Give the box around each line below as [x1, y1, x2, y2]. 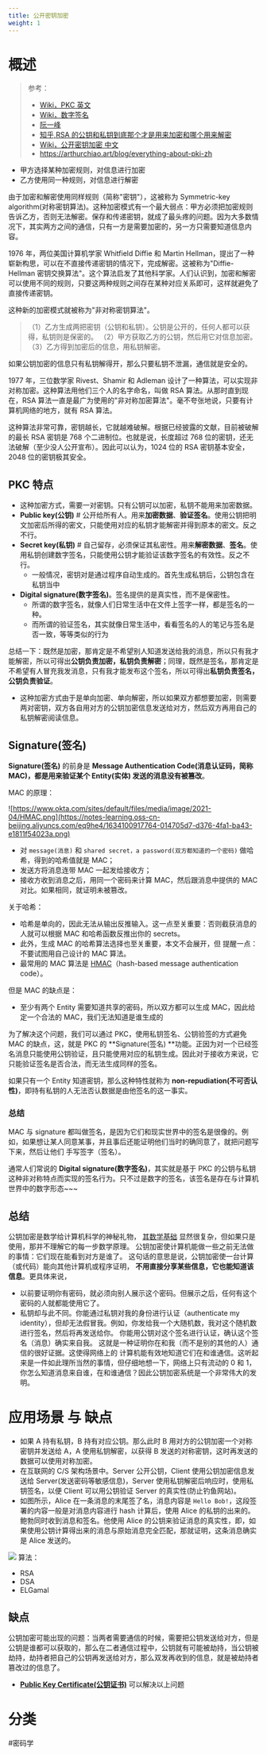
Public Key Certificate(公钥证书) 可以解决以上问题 [19, 1680, 185, 1689]
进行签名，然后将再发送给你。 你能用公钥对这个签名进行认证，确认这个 [19, 1328, 252, 1338]
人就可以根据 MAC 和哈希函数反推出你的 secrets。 [19, 929, 185, 938]
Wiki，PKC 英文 [39, 100, 91, 110]
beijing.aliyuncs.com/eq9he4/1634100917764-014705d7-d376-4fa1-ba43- [8, 821, 253, 830]
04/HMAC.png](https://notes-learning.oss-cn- [8, 812, 161, 822]
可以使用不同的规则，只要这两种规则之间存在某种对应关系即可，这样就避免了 [8, 279, 259, 288]
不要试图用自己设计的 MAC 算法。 [19, 949, 131, 958]
